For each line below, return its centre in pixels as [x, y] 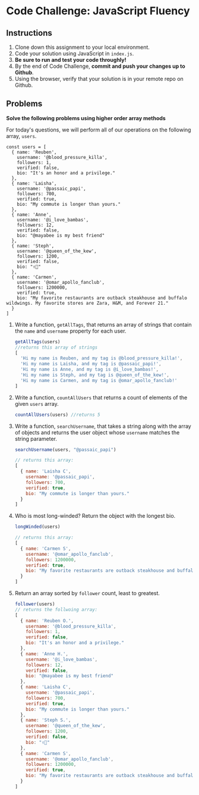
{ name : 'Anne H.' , [45, 654]
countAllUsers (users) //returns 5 [57, 415]
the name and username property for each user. [70, 331]
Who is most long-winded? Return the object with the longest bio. [95, 516]
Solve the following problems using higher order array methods [86, 118]
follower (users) [35, 604]
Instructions [29, 33]
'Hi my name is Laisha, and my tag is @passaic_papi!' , [91, 364]
